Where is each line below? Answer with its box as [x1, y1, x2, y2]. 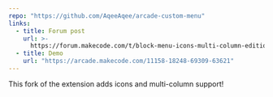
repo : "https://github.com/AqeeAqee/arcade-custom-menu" [8, 11, 206, 20]
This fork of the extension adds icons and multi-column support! [8, 78, 224, 89]
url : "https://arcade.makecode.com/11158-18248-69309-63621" [23, 57, 234, 65]
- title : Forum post [15, 27, 85, 35]
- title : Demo [15, 49, 63, 57]
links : [8, 19, 31, 27]
